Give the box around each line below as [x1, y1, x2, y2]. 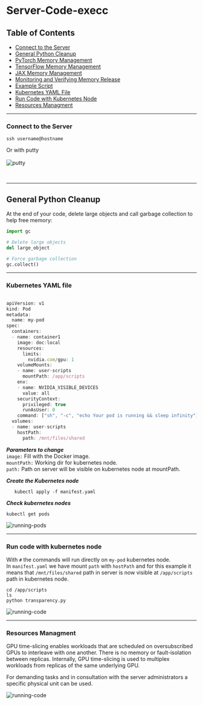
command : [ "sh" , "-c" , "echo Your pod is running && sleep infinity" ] [17, 413, 199, 419]
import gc [6, 228, 31, 234]
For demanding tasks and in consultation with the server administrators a [6, 674, 188, 681]
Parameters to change [6, 446, 64, 453]
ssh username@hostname [6, 136, 63, 142]
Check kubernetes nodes [6, 499, 71, 506]
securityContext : [17, 396, 61, 402]
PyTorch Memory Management [14, 57, 92, 63]
